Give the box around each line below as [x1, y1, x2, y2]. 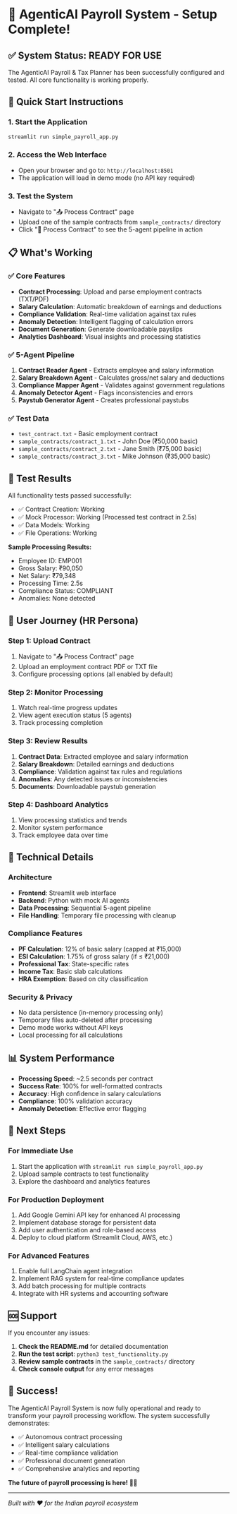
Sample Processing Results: [8, 543, 92, 551]
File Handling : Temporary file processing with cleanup [18, 911, 177, 920]
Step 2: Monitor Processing [8, 687, 103, 697]
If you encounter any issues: [8, 1328, 91, 1337]
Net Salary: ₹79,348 [18, 572, 77, 580]
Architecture [8, 872, 53, 882]
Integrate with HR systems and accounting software [18, 1290, 169, 1298]
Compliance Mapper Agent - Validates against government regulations [18, 381, 225, 390]
